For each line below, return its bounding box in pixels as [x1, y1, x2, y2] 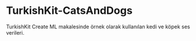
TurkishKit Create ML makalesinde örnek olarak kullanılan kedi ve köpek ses [6, 23, 190, 30]
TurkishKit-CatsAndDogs [6, 4, 133, 17]
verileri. [6, 29, 25, 36]
